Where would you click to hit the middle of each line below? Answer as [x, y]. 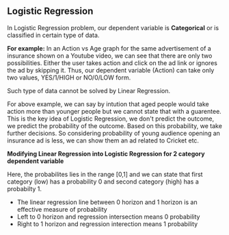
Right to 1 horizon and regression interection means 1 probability [107, 224]
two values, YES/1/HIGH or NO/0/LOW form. [69, 77]
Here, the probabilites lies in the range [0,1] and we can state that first [105, 174]
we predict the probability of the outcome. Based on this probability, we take [114, 125]
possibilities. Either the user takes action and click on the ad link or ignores [112, 63]
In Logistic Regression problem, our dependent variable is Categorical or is [113, 27]
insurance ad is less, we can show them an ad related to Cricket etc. [103, 140]
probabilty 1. [25, 188]
